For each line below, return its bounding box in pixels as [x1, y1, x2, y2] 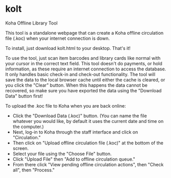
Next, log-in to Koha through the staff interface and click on [12, 129, 138, 135]
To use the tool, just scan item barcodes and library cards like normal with [5, 55, 161, 61]
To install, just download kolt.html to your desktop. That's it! [5, 45, 131, 51]
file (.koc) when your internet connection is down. [5, 35, 110, 41]
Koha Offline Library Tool [5, 20, 58, 26]
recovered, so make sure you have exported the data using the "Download [5, 87, 162, 93]
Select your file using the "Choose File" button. [12, 150, 112, 157]
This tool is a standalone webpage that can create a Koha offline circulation [5, 30, 164, 36]
